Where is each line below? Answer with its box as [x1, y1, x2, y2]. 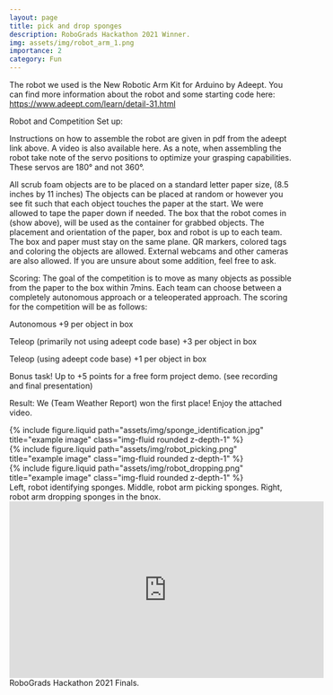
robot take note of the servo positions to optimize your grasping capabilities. [9, 152, 292, 162]
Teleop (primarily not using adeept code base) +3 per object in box [9, 336, 258, 346]
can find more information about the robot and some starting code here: [9, 89, 276, 100]
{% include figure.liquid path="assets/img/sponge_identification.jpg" [9, 425, 264, 435]
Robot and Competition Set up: [9, 116, 124, 126]
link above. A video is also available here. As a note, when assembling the [9, 143, 282, 153]
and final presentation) [9, 380, 93, 391]
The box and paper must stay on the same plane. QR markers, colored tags [9, 237, 287, 247]
